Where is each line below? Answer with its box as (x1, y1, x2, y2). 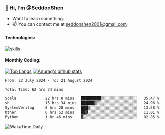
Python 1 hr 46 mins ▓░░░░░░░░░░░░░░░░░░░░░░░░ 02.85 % (5, 114, 160, 119)
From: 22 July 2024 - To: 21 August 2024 (5, 78, 93, 83)
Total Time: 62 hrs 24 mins (5, 87, 64, 92)
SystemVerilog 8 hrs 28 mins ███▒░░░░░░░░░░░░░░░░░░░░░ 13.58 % (5, 105, 160, 110)
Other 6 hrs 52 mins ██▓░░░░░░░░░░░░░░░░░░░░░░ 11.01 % (5, 110, 160, 115)
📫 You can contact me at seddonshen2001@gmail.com (12, 21, 127, 27)
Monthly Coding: (5, 57, 41, 63)
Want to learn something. (12, 16, 64, 22)
